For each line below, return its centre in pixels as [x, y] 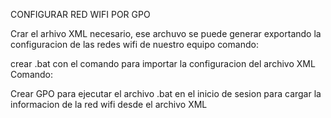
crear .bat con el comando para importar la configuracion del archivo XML [163, 63]
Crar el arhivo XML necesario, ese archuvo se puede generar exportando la [166, 33]
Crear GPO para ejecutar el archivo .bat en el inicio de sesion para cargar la [166, 93]
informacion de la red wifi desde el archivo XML [109, 104]
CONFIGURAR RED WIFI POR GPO [80, 14]
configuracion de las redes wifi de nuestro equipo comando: [134, 44]
